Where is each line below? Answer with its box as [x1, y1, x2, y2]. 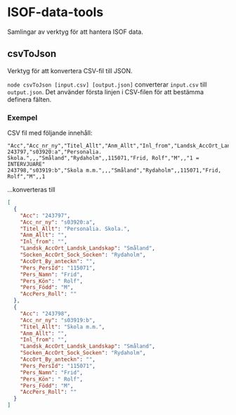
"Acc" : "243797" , [20, 212, 71, 219]
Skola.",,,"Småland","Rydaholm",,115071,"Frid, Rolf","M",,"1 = [7, 155, 199, 162]
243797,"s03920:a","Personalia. [7, 148, 102, 155]
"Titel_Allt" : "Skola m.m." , [20, 323, 105, 331]
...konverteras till [7, 186, 55, 194]
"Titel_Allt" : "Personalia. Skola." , [20, 225, 131, 232]
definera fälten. [7, 95, 52, 103]
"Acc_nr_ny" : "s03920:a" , [20, 219, 96, 226]
